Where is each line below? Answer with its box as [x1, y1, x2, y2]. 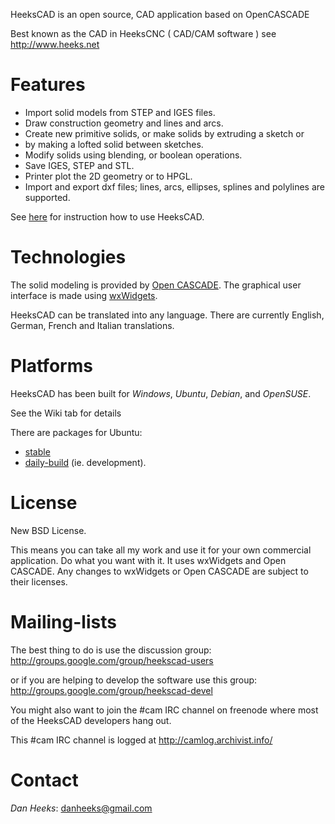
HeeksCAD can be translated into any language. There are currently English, [10, 309, 325, 321]
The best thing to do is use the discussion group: [10, 644, 212, 656]
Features [10, 74, 86, 96]
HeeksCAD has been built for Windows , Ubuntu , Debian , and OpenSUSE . [10, 387, 312, 399]
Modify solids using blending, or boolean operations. [24, 149, 243, 161]
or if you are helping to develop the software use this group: [10, 674, 258, 686]
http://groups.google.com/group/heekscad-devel [10, 684, 213, 696]
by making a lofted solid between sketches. [24, 138, 204, 150]
